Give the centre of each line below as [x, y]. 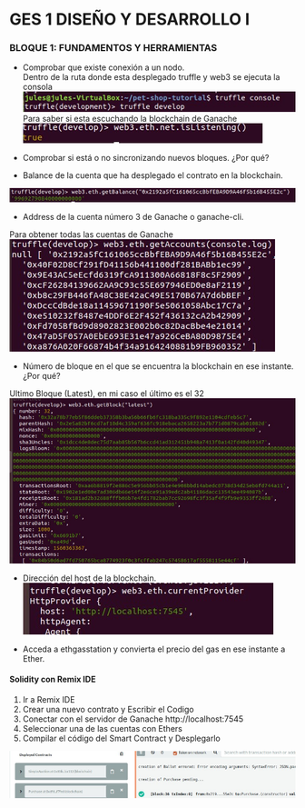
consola [37, 87]
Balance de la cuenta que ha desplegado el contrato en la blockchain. [152, 175]
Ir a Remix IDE [49, 699]
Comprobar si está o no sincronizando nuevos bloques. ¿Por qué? [146, 158]
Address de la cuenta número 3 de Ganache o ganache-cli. [133, 217]
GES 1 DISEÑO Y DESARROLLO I [130, 20]
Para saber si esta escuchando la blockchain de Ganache [130, 119]
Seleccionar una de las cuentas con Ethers [103, 728]
